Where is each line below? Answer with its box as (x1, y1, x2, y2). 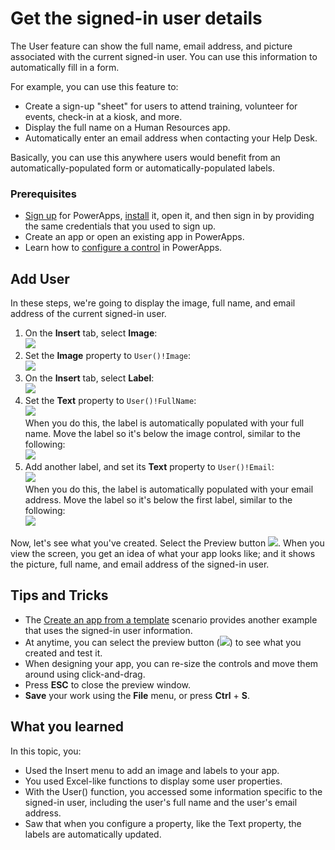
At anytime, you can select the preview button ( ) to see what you (24, 636, 302, 648)
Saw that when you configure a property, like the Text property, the (24, 817, 302, 829)
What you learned (10, 718, 125, 736)
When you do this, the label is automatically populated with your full (24, 417, 305, 429)
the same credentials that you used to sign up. (24, 220, 217, 232)
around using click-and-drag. (24, 668, 146, 680)
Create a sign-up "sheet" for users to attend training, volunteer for (24, 100, 298, 112)
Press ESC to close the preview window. (24, 678, 191, 691)
